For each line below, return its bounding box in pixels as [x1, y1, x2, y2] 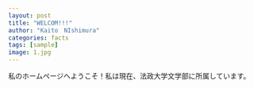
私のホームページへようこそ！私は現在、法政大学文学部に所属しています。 [8, 71, 251, 80]
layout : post [8, 11, 52, 20]
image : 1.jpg [8, 48, 52, 56]
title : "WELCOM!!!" [8, 19, 73, 27]
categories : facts [8, 33, 69, 42]
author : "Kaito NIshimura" [8, 26, 100, 34]
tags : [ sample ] [8, 41, 59, 49]
